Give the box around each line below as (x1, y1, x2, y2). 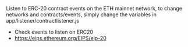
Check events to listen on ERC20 (14, 28, 94, 35)
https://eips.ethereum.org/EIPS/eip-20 (14, 35, 107, 41)
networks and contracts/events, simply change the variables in (6, 11, 157, 18)
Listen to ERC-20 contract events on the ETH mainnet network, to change (6, 5, 182, 12)
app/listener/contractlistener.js (6, 17, 80, 24)
